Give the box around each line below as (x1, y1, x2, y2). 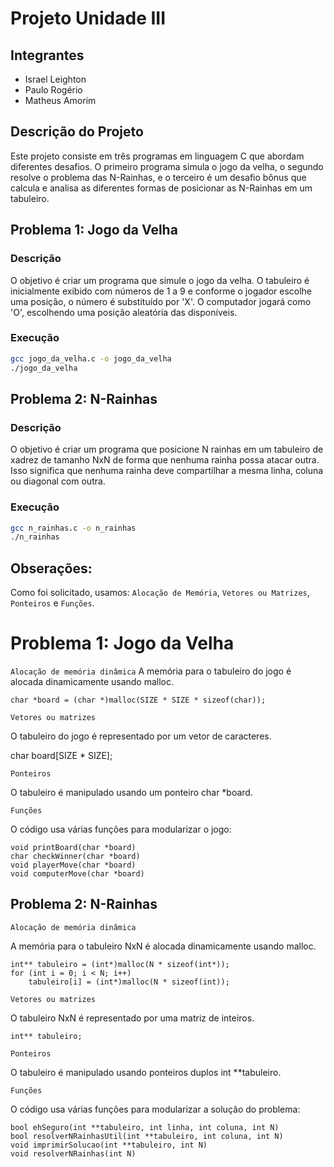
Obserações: (10, 560, 93, 577)
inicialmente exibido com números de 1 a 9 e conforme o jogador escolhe (10, 285, 313, 297)
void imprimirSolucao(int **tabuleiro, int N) (10, 1140, 208, 1150)
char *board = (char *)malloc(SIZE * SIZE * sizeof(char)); (10, 695, 267, 706)
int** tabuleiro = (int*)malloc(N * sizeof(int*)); (10, 959, 230, 969)
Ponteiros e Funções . (10, 597, 95, 609)
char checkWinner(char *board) (10, 852, 141, 862)
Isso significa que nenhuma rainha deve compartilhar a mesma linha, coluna (10, 465, 324, 477)
